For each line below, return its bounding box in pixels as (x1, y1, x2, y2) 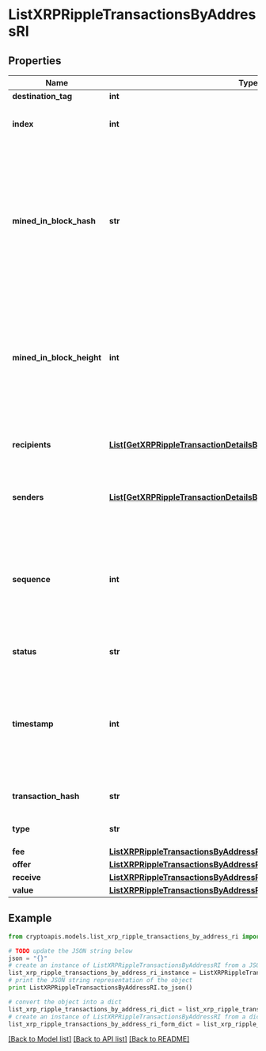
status (12, 646, 37, 657)
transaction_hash (12, 790, 80, 802)
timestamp (12, 718, 54, 729)
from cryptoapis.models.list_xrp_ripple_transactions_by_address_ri (8, 932, 239, 940)
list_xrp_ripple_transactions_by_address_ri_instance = (8, 969, 196, 977)
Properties (8, 54, 62, 67)
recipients (12, 440, 51, 450)
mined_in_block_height (12, 352, 101, 363)
